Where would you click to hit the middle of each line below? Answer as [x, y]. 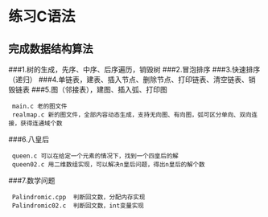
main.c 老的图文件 [39, 106]
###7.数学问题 [32, 180]
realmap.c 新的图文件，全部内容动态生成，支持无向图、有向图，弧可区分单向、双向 [132, 115]
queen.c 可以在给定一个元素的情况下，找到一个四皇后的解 [95, 156]
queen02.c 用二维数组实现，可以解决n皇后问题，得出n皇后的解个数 [108, 165]
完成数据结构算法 [51, 49]
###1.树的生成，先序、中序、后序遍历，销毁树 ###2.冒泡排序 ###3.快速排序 [134, 70]
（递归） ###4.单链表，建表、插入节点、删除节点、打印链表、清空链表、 [129, 80]
